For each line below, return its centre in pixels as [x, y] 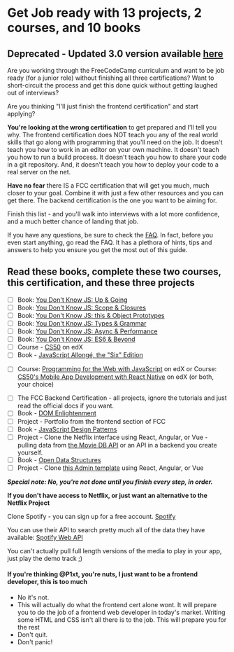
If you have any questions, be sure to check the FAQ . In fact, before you [110, 235]
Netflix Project [29, 503]
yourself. [30, 452]
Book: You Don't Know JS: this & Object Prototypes [91, 315]
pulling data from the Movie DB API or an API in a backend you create [117, 445]
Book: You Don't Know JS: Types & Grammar [82, 323]
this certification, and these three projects [101, 283]
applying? [21, 114]
